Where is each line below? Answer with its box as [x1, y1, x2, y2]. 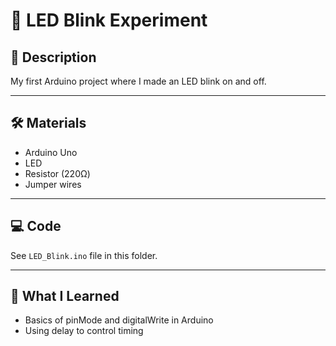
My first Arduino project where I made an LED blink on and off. [10, 75, 267, 87]
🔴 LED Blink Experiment [10, 9, 208, 32]
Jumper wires [24, 178, 82, 190]
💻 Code [10, 218, 62, 235]
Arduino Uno [24, 146, 78, 158]
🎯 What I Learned [10, 288, 120, 305]
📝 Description [10, 49, 97, 66]
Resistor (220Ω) [24, 167, 91, 179]
